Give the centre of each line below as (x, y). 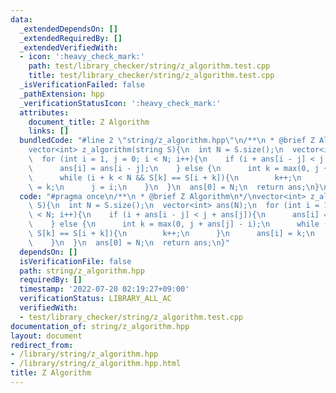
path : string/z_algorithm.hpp (82, 271)
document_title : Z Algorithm (89, 122)
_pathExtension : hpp (62, 94)
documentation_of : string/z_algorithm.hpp (100, 326)
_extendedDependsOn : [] (68, 29)
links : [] (49, 131)
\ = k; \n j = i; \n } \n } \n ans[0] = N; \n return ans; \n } (174, 187)
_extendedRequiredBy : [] (71, 38)
